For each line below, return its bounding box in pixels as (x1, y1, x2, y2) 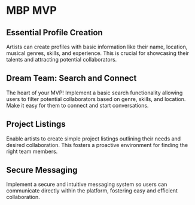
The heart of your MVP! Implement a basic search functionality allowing (6, 89, 183, 96)
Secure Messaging (6, 165, 78, 175)
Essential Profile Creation (6, 27, 103, 38)
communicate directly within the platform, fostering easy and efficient (6, 187, 178, 194)
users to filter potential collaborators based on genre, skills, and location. (6, 95, 186, 102)
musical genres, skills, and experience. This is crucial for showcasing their (6, 50, 190, 57)
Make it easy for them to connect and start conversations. (6, 102, 149, 109)
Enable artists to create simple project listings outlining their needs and (6, 135, 181, 142)
